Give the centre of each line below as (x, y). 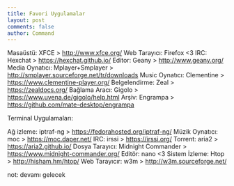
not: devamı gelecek (37, 175)
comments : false (31, 26)
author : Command (31, 33)
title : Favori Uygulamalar (46, 14)
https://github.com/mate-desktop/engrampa (71, 104)
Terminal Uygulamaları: (40, 118)
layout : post (26, 20)
